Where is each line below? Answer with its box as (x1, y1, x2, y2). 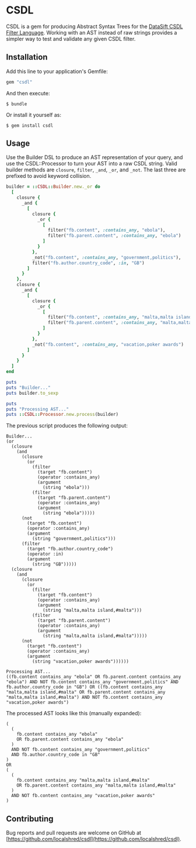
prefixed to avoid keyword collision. (6, 173, 92, 180)
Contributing (6, 813, 54, 823)
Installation (6, 52, 48, 62)
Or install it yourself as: (6, 111, 61, 118)
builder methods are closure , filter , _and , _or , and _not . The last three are (6, 166, 186, 173)
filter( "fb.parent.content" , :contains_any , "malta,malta (47, 320, 192, 326)
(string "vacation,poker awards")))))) (32, 659, 129, 664)
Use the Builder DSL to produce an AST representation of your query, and (6, 154, 183, 161)
